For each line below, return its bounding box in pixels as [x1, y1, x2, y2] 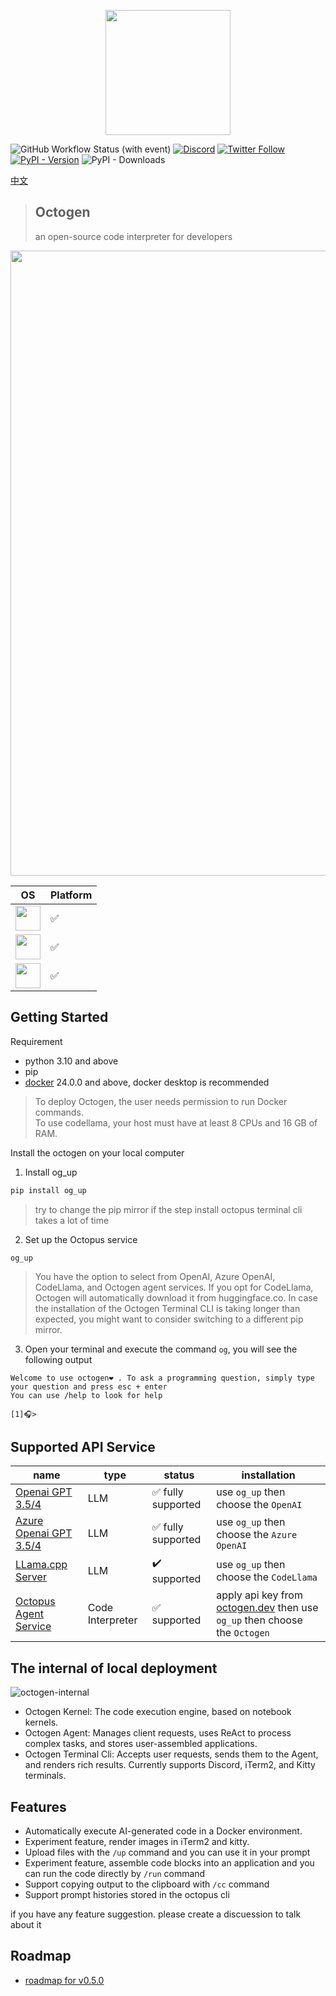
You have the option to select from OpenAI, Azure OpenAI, [34, 1270, 276, 1282]
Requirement [10, 1035, 63, 1047]
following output [24, 1353, 93, 1365]
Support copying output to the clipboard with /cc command [24, 1878, 270, 1890]
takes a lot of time [34, 1214, 110, 1226]
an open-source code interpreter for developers [34, 230, 233, 242]
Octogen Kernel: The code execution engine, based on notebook [24, 1706, 292, 1718]
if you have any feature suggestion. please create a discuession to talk [10, 1908, 302, 1920]
